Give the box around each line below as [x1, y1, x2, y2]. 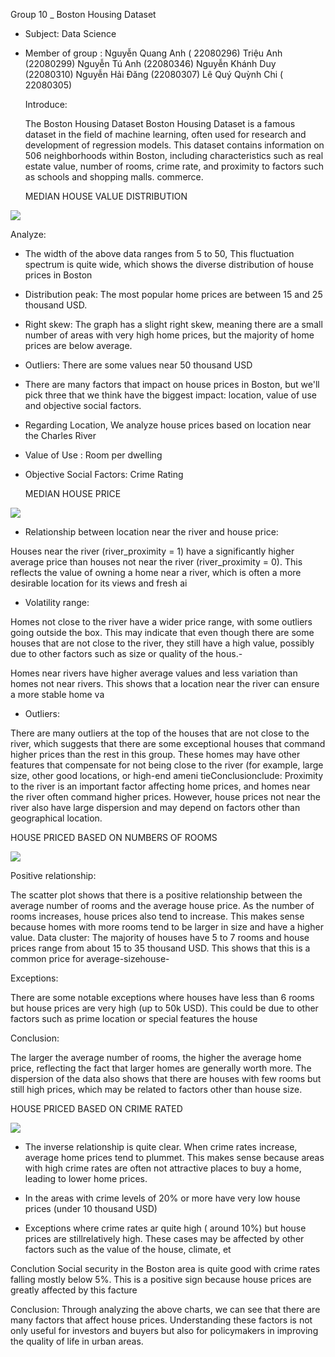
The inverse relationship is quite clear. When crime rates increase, [24, 1141, 298, 1153]
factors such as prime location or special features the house [10, 1013, 258, 1024]
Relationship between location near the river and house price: [24, 526, 279, 538]
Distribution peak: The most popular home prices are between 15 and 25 [24, 289, 323, 300]
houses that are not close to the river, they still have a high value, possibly [10, 637, 315, 649]
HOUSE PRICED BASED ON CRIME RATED [10, 1103, 183, 1114]
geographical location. [10, 812, 103, 824]
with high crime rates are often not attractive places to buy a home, [24, 1162, 302, 1174]
